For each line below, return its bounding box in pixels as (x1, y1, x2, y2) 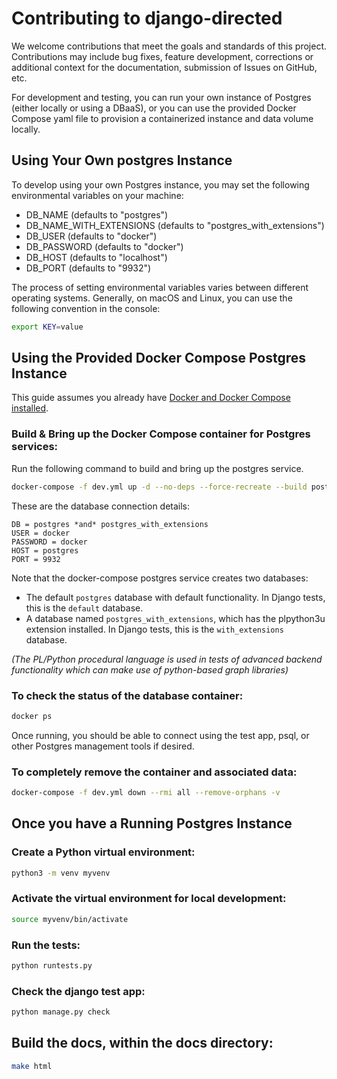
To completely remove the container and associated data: (11, 765, 298, 779)
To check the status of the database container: (11, 688, 244, 702)
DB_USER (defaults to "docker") (25, 230, 158, 242)
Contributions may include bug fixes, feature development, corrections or (11, 50, 314, 62)
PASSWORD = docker (11, 537, 88, 547)
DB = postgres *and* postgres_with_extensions (11, 519, 209, 529)
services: (11, 440, 59, 454)
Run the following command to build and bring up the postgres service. (11, 462, 304, 474)
